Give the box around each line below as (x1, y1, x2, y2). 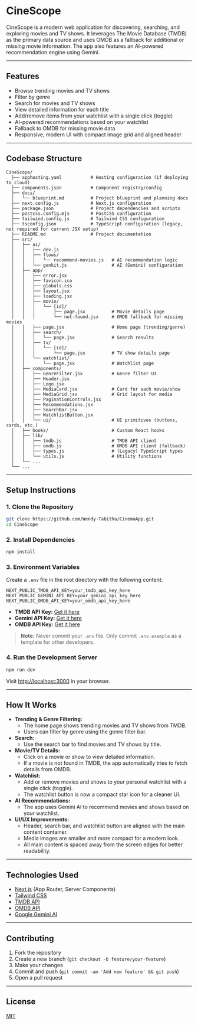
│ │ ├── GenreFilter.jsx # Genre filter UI (11, 371, 157, 376)
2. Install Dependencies (6, 535, 75, 543)
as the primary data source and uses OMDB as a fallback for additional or (6, 36, 184, 43)
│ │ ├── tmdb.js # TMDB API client (11, 438, 157, 444)
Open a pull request (14, 974, 63, 981)
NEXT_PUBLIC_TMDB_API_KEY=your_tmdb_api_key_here (6, 588, 131, 594)
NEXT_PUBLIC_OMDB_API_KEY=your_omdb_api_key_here (6, 598, 131, 604)
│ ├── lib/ (11, 433, 44, 438)
